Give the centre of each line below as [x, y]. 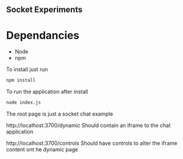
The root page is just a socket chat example [60, 114]
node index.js [24, 103]
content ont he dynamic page [42, 150]
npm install [21, 80]
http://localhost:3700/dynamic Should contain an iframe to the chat [89, 125]
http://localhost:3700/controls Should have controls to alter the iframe [92, 143]
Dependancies [43, 35]
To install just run [27, 69]
